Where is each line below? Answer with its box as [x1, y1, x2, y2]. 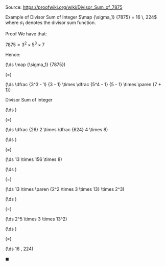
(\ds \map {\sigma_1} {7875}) [5, 61, 66, 68]
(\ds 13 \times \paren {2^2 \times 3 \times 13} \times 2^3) [5, 186, 125, 192]
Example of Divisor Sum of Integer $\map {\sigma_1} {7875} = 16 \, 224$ [5, 14, 157, 21]
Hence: [5, 51, 21, 57]
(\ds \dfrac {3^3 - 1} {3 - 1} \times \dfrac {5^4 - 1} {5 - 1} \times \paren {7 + [5, 81, 162, 87]
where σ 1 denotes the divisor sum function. [5, 19, 96, 27]
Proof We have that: [5, 30, 48, 37]
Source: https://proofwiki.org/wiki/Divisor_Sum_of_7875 [5, 4, 123, 10]
